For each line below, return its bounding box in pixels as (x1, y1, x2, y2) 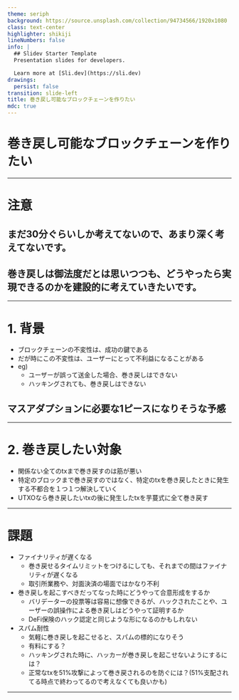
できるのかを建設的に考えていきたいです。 (16, 281, 202, 293)
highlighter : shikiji (7, 30, 72, 38)
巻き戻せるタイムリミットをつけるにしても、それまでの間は (28, 561, 203, 570)
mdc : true (7, 103, 37, 110)
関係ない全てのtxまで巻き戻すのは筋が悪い (17, 467, 142, 476)
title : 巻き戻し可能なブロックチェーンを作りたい (7, 96, 136, 103)
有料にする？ (28, 642, 66, 650)
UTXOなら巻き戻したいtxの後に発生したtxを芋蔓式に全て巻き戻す (17, 493, 208, 502)
